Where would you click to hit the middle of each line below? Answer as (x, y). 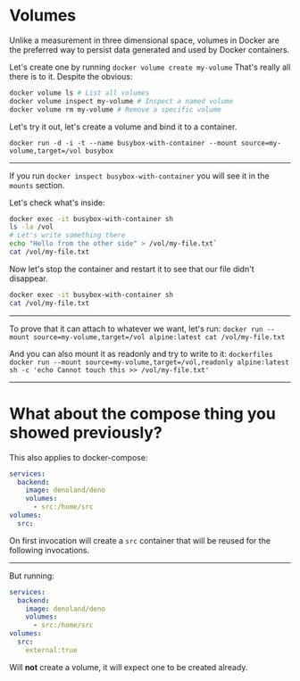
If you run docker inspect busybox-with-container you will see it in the (139, 176)
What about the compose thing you (143, 414)
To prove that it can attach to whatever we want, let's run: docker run (136, 328)
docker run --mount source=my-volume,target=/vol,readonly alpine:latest (150, 362)
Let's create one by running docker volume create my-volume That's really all (150, 67)
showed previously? (86, 432)
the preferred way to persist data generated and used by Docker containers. (150, 49)
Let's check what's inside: (57, 203)
